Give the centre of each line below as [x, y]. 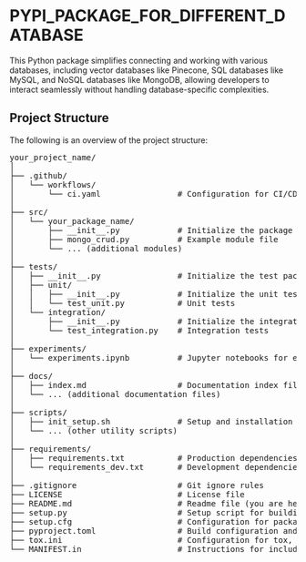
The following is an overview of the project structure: [109, 140]
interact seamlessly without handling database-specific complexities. [139, 89]
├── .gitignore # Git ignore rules [137, 485]
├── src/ [29, 212]
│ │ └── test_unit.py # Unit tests [122, 303]
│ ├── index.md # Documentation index [144, 385]
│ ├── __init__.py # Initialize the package [151, 230]
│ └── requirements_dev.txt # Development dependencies [156, 467]
